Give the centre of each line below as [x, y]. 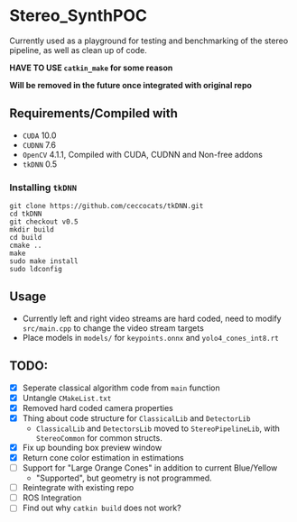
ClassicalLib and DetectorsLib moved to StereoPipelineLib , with [158, 428]
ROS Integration [52, 498]
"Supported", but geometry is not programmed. [124, 478]
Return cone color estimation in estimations [103, 457]
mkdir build [32, 230]
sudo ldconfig [36, 270]
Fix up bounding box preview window [92, 447]
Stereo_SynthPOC [78, 16]
